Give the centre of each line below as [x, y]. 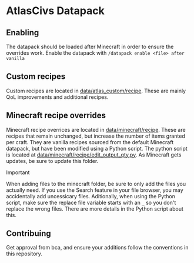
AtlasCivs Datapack [55, 11]
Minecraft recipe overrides [56, 116]
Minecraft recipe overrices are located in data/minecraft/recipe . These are [96, 129]
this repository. [24, 254]
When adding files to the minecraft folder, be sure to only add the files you [96, 184]
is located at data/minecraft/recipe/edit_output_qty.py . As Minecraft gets [94, 155]
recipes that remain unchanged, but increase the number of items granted [96, 136]
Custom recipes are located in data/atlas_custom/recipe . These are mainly [96, 91]
